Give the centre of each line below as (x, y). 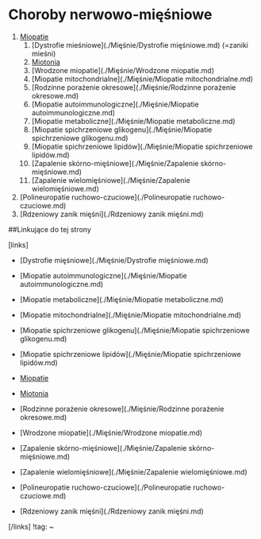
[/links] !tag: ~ (31, 526)
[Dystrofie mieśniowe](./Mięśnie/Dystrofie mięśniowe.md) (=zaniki (140, 45)
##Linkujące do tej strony (50, 229)
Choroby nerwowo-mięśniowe (110, 15)
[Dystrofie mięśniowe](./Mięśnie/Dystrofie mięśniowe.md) (114, 260)
